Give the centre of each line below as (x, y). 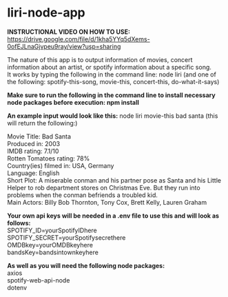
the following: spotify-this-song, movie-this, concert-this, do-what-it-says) (113, 81)
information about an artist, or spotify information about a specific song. (110, 67)
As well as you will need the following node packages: (86, 265)
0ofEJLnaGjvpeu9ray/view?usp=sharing (64, 46)
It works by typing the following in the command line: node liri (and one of (112, 74)
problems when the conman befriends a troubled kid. (83, 195)
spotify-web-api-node (39, 280)
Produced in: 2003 (34, 143)
